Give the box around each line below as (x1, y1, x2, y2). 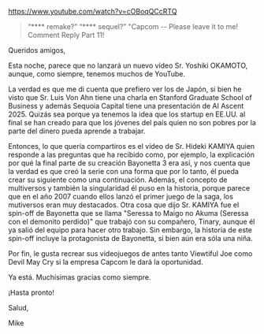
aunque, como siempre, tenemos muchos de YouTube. (8, 69, 186, 78)
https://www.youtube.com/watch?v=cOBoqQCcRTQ (8, 7, 177, 16)
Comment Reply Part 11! (27, 31, 105, 39)
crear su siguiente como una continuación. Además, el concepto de (8, 175, 228, 184)
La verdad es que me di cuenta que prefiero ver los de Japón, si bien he (8, 84, 242, 94)
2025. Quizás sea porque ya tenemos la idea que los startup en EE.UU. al (8, 109, 246, 119)
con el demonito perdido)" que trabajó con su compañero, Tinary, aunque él (8, 217, 255, 226)
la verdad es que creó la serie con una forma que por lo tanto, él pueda (8, 167, 239, 176)
